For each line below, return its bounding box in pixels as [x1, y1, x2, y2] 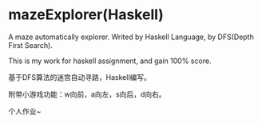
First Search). [8, 40, 54, 50]
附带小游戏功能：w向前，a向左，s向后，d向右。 [8, 89, 166, 99]
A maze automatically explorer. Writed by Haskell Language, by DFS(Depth [8, 32, 254, 42]
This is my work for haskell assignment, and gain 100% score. [8, 56, 212, 65]
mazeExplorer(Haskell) [8, 6, 164, 24]
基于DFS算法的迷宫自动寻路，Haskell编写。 [8, 72, 152, 81]
